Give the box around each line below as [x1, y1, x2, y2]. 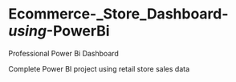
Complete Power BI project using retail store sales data [8, 64, 190, 73]
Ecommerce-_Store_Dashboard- [8, 5, 229, 23]
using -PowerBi [8, 22, 110, 40]
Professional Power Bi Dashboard [8, 48, 119, 58]
